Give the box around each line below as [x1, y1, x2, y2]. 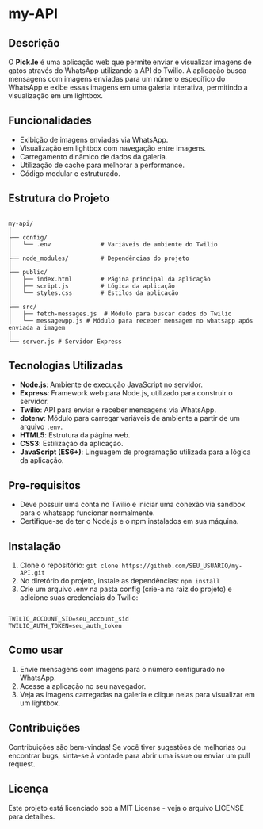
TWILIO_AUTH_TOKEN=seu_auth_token [8, 622, 123, 630]
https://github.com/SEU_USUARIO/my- [121, 562, 243, 571]
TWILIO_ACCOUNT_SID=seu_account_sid [8, 615, 129, 623]
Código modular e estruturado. [19, 168, 121, 178]
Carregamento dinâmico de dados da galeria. [19, 151, 168, 161]
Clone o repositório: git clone [19, 560, 119, 571]
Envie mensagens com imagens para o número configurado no [19, 664, 226, 674]
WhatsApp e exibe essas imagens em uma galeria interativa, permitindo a [8, 82, 248, 92]
